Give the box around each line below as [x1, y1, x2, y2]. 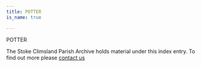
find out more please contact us [6, 54, 85, 61]
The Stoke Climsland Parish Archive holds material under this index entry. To [6, 47, 196, 54]
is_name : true [6, 14, 42, 20]
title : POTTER [6, 8, 42, 15]
